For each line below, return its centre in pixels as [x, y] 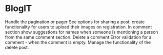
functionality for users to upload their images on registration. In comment [79, 27]
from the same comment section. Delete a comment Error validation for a [78, 37]
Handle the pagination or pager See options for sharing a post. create [75, 22]
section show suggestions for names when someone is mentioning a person [82, 32]
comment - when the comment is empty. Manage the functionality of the [78, 42]
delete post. [17, 47]
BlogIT [19, 8]
